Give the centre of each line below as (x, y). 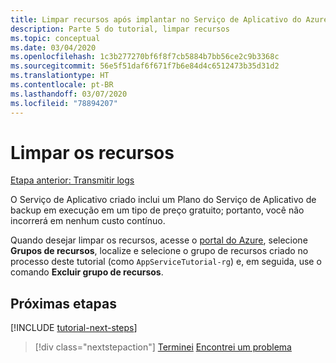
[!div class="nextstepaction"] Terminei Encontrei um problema (163, 347)
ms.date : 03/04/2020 (53, 47)
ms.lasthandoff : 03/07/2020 (69, 94)
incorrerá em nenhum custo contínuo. (88, 221)
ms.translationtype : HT (60, 76)
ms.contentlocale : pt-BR (62, 85)
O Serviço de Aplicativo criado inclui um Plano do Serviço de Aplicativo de (163, 200)
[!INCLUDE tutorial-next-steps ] (74, 328)
